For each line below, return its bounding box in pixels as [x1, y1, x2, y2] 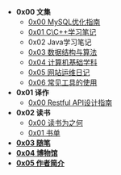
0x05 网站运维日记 [27, 68, 90, 77]
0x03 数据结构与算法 [27, 48, 98, 56]
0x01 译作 [15, 88, 50, 97]
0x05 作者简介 [15, 158, 65, 168]
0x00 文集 [15, 7, 51, 16]
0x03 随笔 [15, 138, 51, 148]
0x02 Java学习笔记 [27, 37, 92, 47]
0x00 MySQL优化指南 [27, 17, 101, 27]
